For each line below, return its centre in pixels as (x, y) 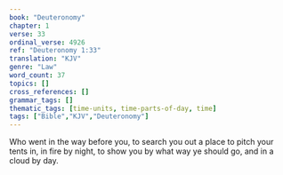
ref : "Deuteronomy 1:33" (55, 51)
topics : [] (29, 84)
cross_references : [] (49, 91)
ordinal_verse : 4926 (48, 42)
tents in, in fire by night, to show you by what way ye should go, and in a (141, 151)
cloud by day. (34, 161)
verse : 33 (28, 34)
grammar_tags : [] (41, 100)
